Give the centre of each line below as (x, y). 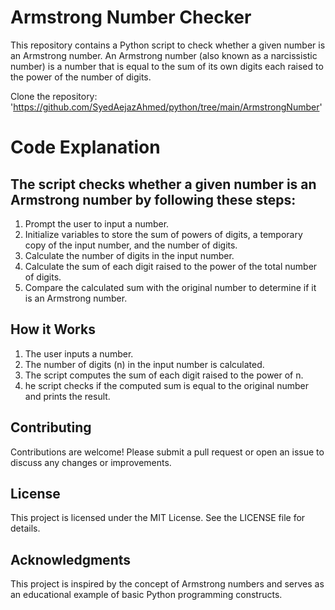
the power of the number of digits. (81, 77)
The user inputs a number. (79, 353)
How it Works (53, 329)
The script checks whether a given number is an (163, 184)
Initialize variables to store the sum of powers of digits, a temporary (163, 234)
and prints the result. (67, 396)
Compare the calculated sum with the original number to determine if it (170, 287)
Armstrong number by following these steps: (153, 199)
